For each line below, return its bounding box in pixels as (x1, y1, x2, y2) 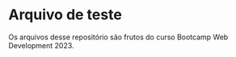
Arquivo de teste (8, 6, 123, 24)
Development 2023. (8, 40, 74, 50)
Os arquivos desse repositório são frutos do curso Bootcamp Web (8, 32, 229, 42)
